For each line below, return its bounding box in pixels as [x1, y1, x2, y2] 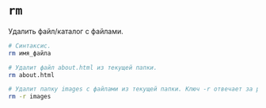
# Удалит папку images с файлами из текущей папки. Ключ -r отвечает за [8, 85, 253, 94]
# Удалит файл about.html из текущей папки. [8, 64, 158, 71]
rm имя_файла [8, 49, 51, 57]
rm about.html [8, 71, 55, 79]
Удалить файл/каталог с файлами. [8, 26, 124, 36]
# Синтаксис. [8, 41, 51, 50]
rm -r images [8, 93, 51, 101]
